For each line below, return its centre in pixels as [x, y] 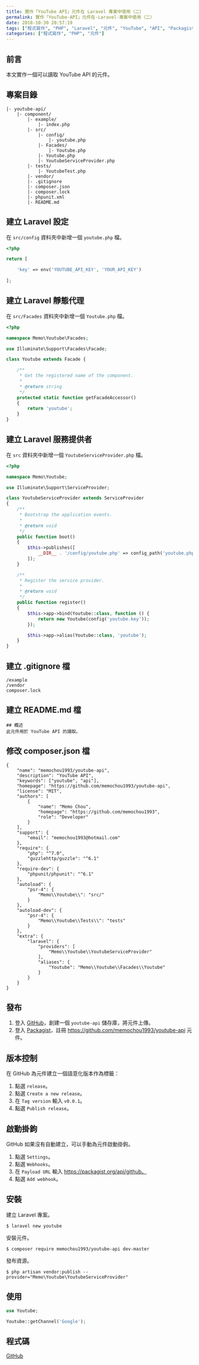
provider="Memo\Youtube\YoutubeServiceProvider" [67, 1277]
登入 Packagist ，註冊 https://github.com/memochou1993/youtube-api [100, 1030]
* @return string [41, 386]
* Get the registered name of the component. [76, 376]
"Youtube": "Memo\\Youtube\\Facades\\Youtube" [107, 967]
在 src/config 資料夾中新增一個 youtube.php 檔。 [66, 237]
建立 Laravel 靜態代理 [45, 301]
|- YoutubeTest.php [62, 171]
